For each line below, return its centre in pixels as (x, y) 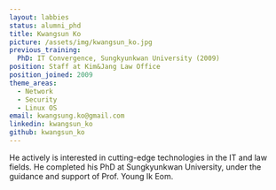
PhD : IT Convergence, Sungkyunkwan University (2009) (118, 58)
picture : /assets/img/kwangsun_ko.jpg (81, 42)
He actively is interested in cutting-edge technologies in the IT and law (138, 157)
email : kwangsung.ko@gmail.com (67, 116)
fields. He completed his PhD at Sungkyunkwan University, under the (135, 167)
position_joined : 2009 (51, 75)
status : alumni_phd (45, 26)
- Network (35, 91)
